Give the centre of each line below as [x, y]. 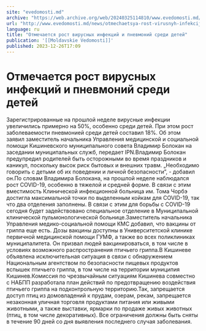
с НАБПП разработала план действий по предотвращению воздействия [101, 282]
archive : [17, 18]
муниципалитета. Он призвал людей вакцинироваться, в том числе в [97, 243]
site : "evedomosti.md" [35, 12]
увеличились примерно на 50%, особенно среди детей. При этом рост [100, 126]
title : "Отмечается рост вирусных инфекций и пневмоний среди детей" [97, 35]
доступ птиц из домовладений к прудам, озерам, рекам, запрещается [99, 295]
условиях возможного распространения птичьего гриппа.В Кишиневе [99, 249]
